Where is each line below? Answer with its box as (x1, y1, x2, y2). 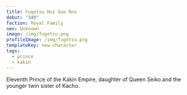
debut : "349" (6, 14, 39, 20)
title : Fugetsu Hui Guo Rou (6, 8, 77, 15)
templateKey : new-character (6, 43, 77, 49)
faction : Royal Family (6, 20, 64, 26)
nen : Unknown (6, 25, 39, 32)
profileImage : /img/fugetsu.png (6, 37, 88, 43)
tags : (6, 48, 20, 54)
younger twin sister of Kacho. (6, 82, 80, 89)
